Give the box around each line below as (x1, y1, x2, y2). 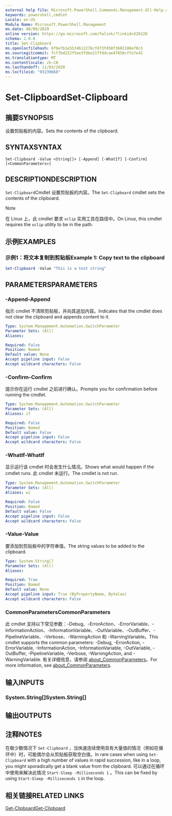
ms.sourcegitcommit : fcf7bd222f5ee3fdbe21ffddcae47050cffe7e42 (5, 50, 143, 55)
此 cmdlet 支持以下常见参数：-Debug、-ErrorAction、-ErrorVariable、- (5, 621, 155, 627)
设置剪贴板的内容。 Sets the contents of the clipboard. (5, 128, 119, 134)
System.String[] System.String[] (5, 694, 87, 701)
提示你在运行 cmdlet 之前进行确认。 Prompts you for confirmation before (5, 386, 158, 392)
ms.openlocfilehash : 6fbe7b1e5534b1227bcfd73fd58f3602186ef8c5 (5, 46, 143, 51)
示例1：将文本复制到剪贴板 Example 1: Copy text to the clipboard (5, 254, 165, 261)
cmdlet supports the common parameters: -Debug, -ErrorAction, (5, 640, 142, 646)
